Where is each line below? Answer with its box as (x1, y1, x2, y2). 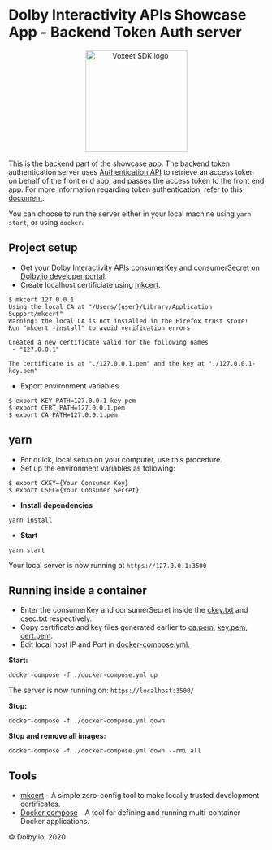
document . (8, 193, 45, 202)
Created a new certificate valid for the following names (8, 338, 209, 346)
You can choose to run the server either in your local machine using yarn (8, 209, 252, 219)
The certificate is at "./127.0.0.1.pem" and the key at (8, 359, 205, 367)
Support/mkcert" (8, 310, 63, 318)
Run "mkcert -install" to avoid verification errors (8, 323, 191, 332)
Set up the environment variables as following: (19, 463, 176, 473)
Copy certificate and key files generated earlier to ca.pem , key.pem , (19, 622, 248, 632)
